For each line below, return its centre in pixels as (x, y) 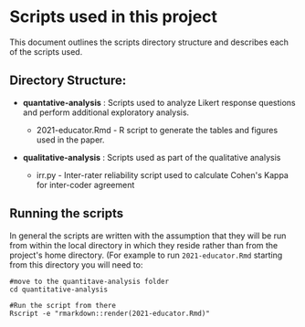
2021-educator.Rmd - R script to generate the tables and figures (157, 130)
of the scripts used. (46, 51)
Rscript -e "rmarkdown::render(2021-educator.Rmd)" (110, 313)
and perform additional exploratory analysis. (106, 112)
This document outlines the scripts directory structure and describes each (149, 42)
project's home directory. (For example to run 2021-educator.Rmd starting (146, 255)
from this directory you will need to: (76, 264)
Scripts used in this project (113, 17)
